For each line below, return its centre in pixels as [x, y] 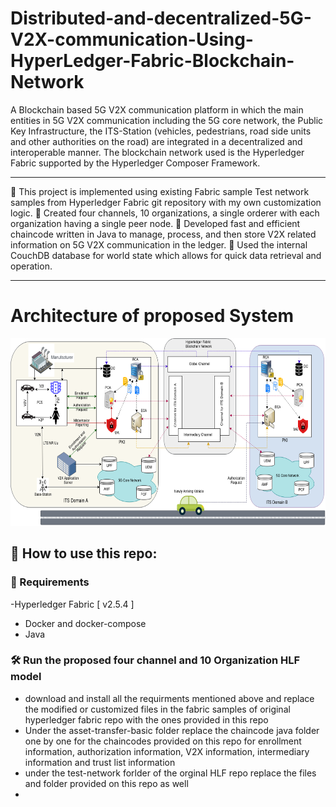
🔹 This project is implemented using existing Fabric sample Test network [160, 191]
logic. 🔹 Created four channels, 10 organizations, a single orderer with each [165, 213]
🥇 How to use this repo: [84, 553]
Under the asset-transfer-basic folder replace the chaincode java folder [172, 730]
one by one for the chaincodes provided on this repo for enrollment [163, 741]
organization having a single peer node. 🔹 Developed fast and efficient [155, 223]
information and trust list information [100, 762]
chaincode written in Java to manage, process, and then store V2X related [163, 234]
